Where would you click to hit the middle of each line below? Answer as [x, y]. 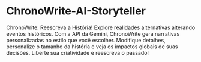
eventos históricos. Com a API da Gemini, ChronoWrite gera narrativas [93, 33]
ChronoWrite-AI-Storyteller [76, 11]
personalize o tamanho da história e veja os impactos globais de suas [92, 46]
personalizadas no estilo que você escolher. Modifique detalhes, [86, 40]
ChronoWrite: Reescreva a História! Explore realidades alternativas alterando [101, 27]
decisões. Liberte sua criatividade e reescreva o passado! [77, 52]
